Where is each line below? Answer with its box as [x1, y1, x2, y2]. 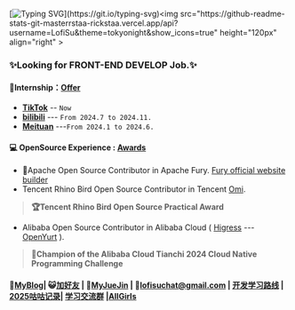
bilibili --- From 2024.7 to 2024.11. [21, 112, 153, 123]
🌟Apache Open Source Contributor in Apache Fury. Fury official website [21, 165, 286, 176]
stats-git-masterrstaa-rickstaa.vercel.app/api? [9, 18, 179, 28]
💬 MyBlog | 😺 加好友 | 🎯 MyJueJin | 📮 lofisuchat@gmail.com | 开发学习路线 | [9, 280, 284, 290]
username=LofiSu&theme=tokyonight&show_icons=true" [9, 28, 219, 37]
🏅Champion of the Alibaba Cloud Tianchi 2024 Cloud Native [30, 249, 258, 259]
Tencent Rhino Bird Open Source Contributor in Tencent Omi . [21, 184, 246, 195]
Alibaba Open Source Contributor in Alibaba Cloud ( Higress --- [21, 222, 255, 233]
